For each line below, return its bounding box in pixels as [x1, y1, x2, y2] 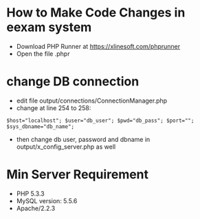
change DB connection [6, 74, 140, 90]
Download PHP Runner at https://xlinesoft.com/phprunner [16, 42, 181, 50]
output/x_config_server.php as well [16, 143, 116, 151]
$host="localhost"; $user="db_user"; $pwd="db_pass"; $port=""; [6, 117, 195, 124]
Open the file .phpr [16, 50, 70, 58]
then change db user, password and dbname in [16, 135, 151, 143]
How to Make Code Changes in [6, 5, 186, 21]
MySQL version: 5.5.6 [16, 196, 78, 205]
